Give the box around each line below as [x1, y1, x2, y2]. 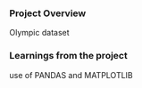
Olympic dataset [9, 28, 70, 38]
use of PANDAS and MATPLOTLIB [9, 69, 134, 80]
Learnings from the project [9, 50, 128, 62]
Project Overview [9, 7, 87, 20]
